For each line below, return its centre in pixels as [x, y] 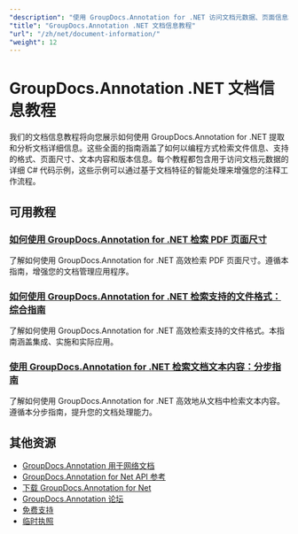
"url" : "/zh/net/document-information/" [85, 34]
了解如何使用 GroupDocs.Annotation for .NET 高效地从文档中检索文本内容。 [147, 401]
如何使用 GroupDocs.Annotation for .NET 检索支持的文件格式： [145, 296]
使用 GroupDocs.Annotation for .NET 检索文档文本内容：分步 [141, 367]
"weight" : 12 [33, 42]
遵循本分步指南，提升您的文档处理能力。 [83, 412]
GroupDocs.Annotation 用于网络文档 [88, 466]
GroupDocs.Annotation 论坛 [73, 499]
